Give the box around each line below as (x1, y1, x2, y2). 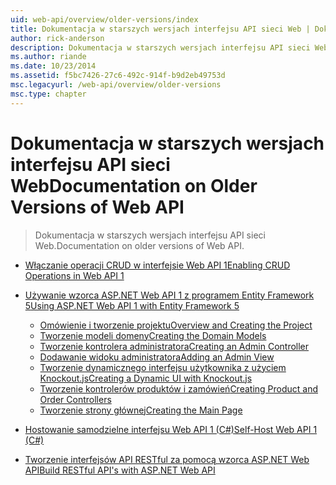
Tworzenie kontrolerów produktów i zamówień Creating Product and (39, 382, 319, 395)
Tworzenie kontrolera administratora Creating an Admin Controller (39, 340, 310, 352)
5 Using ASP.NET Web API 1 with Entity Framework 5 (24, 299, 240, 311)
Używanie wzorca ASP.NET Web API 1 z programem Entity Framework (24, 289, 315, 301)
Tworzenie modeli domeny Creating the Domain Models (39, 329, 267, 341)
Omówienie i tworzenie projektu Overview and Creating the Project (39, 319, 313, 331)
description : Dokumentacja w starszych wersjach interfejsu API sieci (10, 42, 311, 53)
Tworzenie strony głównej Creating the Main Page (39, 404, 243, 416)
